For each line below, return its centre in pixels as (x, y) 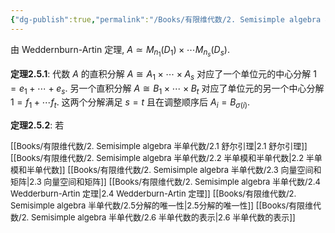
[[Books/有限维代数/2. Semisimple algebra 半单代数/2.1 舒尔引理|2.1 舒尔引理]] (159, 146)
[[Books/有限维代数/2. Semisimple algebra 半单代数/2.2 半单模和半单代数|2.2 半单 (166, 158)
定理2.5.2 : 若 (37, 125)
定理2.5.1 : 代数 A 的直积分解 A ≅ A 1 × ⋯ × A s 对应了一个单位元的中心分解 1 (163, 74)
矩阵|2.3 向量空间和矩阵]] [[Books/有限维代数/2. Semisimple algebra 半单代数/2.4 (165, 182)
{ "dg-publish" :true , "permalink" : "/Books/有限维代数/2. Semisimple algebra (166, 19)
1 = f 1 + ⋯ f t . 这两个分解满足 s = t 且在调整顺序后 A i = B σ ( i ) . (130, 103)
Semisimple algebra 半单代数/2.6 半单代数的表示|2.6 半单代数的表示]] (163, 217)
